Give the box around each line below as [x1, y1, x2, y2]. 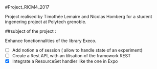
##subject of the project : [5, 28, 56, 34]
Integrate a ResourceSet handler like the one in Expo [12, 58, 118, 64]
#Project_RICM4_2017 [5, 4, 50, 10]
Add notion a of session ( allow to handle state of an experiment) [12, 47, 143, 53]
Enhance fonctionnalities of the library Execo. [5, 38, 97, 44]
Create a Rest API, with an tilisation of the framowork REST [12, 53, 131, 59]
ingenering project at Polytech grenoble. [5, 19, 87, 24]
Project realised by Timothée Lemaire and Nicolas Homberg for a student [5, 14, 153, 19]
